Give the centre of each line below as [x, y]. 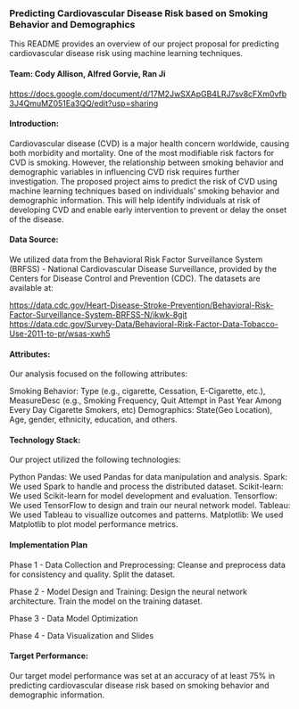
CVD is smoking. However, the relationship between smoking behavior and [146, 162]
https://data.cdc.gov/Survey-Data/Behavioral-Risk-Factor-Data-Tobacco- [144, 324]
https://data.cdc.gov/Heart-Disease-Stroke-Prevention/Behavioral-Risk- [141, 305]
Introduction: [34, 124]
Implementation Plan [49, 544]
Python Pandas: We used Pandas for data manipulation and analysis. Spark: [149, 477]
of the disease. [37, 219]
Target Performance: [49, 656]
